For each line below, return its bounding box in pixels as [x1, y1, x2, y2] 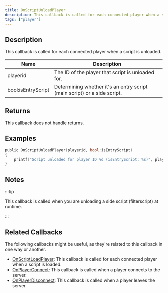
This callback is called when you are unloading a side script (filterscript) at [5, 198, 159, 204]
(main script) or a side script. [54, 90, 122, 97]
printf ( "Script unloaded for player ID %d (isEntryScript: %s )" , [14, 157, 153, 162]
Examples [5, 134, 36, 143]
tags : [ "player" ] [5, 17, 41, 22]
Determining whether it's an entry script [54, 83, 148, 90]
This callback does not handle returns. [5, 120, 84, 126]
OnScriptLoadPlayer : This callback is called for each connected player [12, 256, 157, 262]
